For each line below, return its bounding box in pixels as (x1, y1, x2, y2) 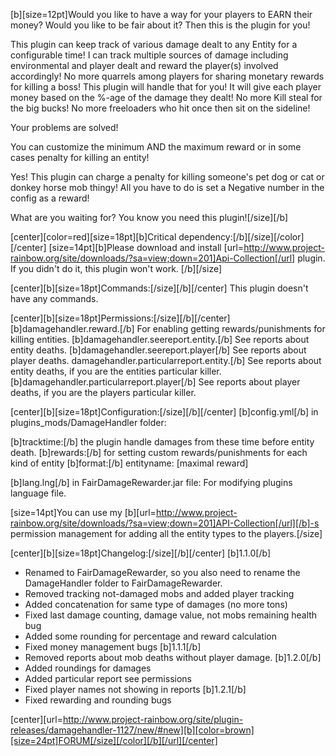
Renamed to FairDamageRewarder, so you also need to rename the (24, 567, 301, 578)
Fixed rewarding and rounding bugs (24, 694, 172, 706)
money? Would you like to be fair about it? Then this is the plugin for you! (10, 19, 311, 31)
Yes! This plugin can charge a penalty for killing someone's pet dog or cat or (10, 171, 325, 183)
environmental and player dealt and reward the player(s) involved (10, 60, 279, 71)
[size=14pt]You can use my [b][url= (10, 507, 157, 518)
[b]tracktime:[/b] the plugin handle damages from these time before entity (10, 436, 315, 448)
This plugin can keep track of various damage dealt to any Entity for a (10, 39, 298, 50)
